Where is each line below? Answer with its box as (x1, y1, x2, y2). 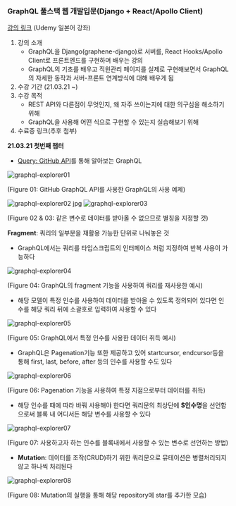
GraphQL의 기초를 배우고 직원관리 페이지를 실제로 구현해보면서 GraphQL (27, 65, 229, 73)
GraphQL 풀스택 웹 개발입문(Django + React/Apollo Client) (7, 6, 203, 16)
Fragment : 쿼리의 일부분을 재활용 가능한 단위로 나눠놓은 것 (7, 229, 170, 237)
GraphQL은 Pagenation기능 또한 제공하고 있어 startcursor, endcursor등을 (17, 349, 224, 357)
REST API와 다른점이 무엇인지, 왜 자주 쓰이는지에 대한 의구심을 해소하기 (27, 100, 225, 109)
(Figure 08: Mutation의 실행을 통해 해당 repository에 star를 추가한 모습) (7, 491, 207, 500)
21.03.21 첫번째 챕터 (7, 142, 64, 150)
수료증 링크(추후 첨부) (17, 127, 77, 135)
